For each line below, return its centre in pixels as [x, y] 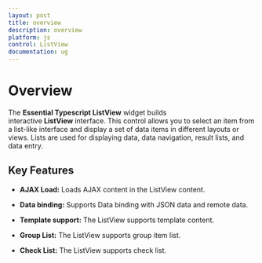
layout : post [29, 15]
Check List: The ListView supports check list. [93, 250]
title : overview [35, 23]
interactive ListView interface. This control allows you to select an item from [131, 121]
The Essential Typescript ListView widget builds [87, 112]
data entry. [25, 145]
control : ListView [38, 45]
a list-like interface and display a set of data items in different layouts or [124, 129]
